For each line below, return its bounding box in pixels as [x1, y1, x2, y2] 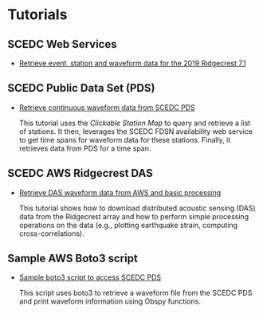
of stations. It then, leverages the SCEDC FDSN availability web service [18, 126, 253, 136]
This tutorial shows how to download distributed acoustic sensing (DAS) [18, 203, 256, 213]
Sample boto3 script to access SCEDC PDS [18, 273, 162, 282]
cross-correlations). [18, 229, 84, 238]
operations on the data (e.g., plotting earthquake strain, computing [18, 220, 238, 230]
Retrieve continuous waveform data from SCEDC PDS [18, 102, 196, 112]
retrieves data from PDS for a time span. [18, 143, 151, 153]
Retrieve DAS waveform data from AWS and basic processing [18, 187, 222, 197]
